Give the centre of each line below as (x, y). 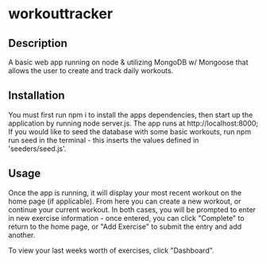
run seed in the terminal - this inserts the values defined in (104, 140)
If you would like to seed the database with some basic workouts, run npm (130, 131)
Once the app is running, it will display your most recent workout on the (125, 192)
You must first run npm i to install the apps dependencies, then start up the (131, 114)
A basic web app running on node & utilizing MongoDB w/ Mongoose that (128, 62)
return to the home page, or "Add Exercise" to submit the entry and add (125, 226)
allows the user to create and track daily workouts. (91, 71)
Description (38, 43)
